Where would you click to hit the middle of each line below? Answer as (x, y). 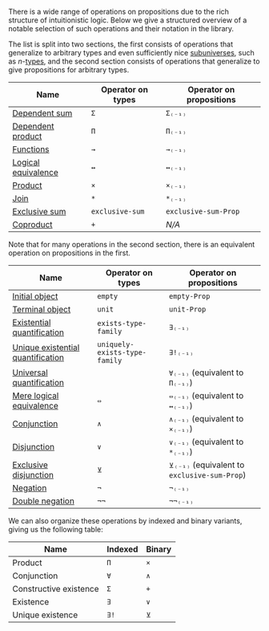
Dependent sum (42, 113)
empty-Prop (190, 296)
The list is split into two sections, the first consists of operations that (121, 44)
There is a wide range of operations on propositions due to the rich (119, 12)
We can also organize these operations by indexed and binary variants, (125, 521)
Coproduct (33, 224)
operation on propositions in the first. (69, 253)
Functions (31, 149)
